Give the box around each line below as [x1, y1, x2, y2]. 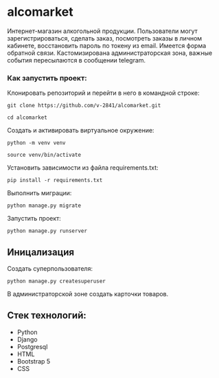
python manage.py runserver [7, 227, 88, 234]
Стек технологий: [7, 310, 87, 322]
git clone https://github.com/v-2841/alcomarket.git [7, 102, 161, 109]
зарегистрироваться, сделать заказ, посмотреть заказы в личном [7, 34, 203, 42]
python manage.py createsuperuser [7, 278, 106, 285]
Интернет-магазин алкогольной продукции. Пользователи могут [7, 27, 198, 35]
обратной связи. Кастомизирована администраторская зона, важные [7, 49, 213, 57]
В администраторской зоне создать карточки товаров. [7, 290, 169, 298]
